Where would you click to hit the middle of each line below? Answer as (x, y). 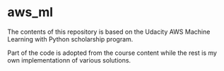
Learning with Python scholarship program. (70, 39)
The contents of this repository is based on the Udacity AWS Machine (109, 32)
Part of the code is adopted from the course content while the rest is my (112, 53)
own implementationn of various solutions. (69, 60)
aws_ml (30, 12)
